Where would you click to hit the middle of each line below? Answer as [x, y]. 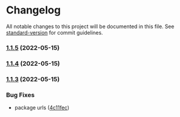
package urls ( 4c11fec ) [42, 108]
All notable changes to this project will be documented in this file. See [90, 26]
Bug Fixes [21, 95]
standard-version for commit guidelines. [55, 32]
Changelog [33, 10]
